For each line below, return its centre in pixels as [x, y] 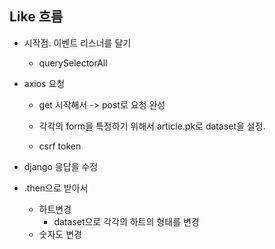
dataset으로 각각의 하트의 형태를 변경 [126, 221]
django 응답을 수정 [61, 166]
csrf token [60, 146]
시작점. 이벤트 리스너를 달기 [77, 43]
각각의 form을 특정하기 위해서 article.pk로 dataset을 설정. [152, 126]
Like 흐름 [36, 17]
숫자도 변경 [60, 234]
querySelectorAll [73, 63]
